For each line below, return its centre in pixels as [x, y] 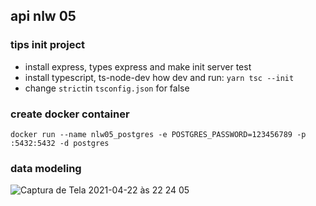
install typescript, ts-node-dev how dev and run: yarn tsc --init [159, 77]
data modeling [46, 168]
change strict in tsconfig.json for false [107, 88]
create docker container [70, 114]
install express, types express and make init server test [138, 66]
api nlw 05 [43, 16]
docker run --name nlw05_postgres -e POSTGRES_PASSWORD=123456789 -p [158, 134]
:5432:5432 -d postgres [60, 143]
